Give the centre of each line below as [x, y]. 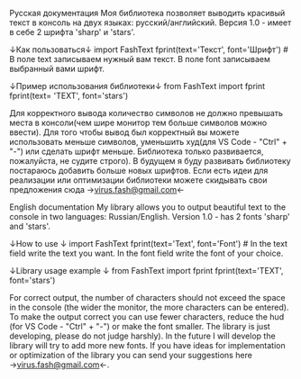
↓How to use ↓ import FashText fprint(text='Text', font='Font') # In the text [149, 244]
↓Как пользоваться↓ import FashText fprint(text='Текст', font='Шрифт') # [149, 50]
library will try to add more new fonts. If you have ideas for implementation [147, 345]
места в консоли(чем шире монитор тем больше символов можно [138, 122]
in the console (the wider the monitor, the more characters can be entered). [149, 307]
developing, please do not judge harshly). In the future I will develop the [143, 336]
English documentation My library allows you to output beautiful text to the [148, 207]
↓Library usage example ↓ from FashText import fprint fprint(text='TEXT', [146, 271]
